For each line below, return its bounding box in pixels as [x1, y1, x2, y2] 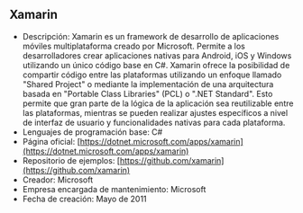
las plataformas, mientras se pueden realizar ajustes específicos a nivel [22, 107, 289, 118]
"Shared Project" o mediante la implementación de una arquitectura [22, 78, 274, 89]
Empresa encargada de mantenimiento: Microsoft [22, 183, 207, 194]
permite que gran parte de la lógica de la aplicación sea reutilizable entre [22, 98, 294, 109]
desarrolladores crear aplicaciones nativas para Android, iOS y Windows [22, 49, 292, 61]
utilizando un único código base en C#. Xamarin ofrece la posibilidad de [22, 59, 290, 70]
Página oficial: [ [22, 136, 81, 146]
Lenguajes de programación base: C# [22, 126, 163, 138]
